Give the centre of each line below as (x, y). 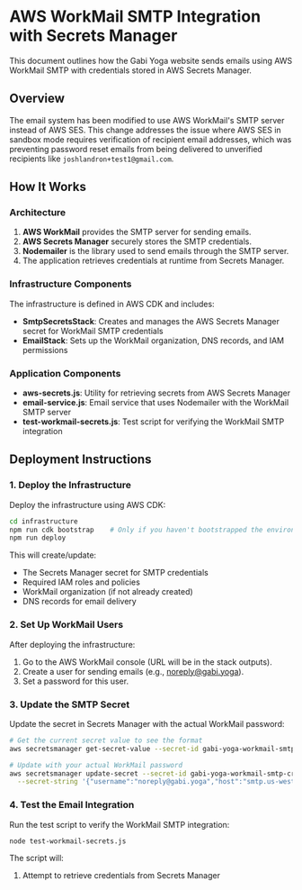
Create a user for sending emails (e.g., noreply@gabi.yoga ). (133, 671)
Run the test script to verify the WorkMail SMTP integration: (120, 824)
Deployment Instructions (80, 460)
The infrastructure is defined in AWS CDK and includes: (112, 304)
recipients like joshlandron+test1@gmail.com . (92, 159)
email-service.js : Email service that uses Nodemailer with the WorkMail (155, 403)
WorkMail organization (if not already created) (107, 592)
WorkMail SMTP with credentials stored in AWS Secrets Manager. (130, 70)
